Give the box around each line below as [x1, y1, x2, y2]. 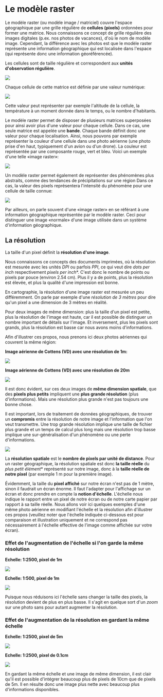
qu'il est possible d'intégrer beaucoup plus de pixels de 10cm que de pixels [5, 676, 156, 682]
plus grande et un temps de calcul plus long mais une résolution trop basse [5, 426, 156, 432]
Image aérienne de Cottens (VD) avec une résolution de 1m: [5, 348, 127, 354]
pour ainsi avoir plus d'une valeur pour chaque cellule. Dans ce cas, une [5, 122, 150, 128]
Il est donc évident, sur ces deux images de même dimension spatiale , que [5, 386, 157, 392]
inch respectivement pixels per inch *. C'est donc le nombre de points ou [5, 269, 150, 275]
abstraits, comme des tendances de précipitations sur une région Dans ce [5, 177, 153, 183]
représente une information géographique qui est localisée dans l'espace [5, 45, 152, 51]
